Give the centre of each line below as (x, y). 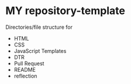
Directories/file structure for (39, 27)
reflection (25, 76)
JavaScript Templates (40, 51)
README (25, 69)
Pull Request (29, 63)
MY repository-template (65, 11)
